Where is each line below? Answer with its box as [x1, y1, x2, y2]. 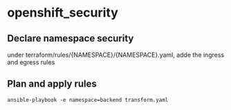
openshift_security [7, 5, 119, 21]
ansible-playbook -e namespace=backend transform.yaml [7, 96, 169, 103]
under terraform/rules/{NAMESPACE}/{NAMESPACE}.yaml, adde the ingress [7, 51, 225, 59]
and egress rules [7, 58, 55, 66]
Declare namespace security [7, 33, 134, 44]
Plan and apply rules [7, 78, 97, 90]
